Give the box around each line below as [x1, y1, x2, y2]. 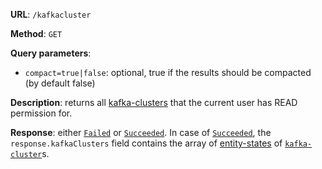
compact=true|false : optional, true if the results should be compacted [24, 67, 312, 78]
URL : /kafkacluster [10, 9, 92, 20]
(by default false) [24, 77, 96, 89]
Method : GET [10, 28, 63, 39]
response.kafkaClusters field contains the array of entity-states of [10, 137, 283, 149]
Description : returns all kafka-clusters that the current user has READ [10, 97, 298, 108]
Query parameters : [10, 47, 92, 59]
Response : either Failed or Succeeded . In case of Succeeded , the [10, 127, 272, 138]
